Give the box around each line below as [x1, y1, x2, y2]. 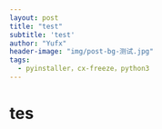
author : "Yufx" [9, 38, 67, 48]
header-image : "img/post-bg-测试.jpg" [9, 47, 154, 56]
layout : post [9, 13, 59, 23]
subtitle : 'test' [9, 30, 76, 39]
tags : [9, 55, 30, 64]
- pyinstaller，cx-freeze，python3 [17, 64, 150, 74]
